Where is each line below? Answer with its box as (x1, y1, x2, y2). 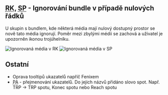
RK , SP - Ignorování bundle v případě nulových (5, 4, 154, 13)
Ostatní (5, 60, 29, 69)
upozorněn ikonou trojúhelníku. (5, 36, 70, 42)
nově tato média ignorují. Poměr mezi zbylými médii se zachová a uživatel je (5, 30, 163, 37)
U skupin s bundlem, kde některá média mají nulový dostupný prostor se (5, 25, 155, 31)
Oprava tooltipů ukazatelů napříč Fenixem (12, 73, 99, 79)
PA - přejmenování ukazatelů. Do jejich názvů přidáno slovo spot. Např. (12, 79, 160, 85)
